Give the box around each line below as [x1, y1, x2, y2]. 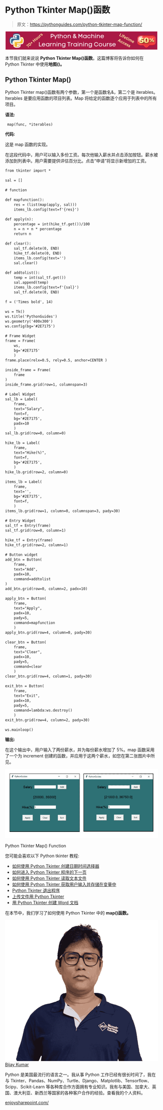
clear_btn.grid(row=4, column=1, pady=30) [5, 674, 92, 679]
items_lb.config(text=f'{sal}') [14, 285, 79, 290]
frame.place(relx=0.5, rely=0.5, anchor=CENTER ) [5, 358, 108, 363]
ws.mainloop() [5, 727, 34, 732]
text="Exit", [14, 693, 40, 698]
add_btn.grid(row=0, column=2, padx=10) [5, 586, 88, 591]
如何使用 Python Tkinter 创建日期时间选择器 [12, 863, 99, 869]
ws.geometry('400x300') [5, 319, 53, 324]
